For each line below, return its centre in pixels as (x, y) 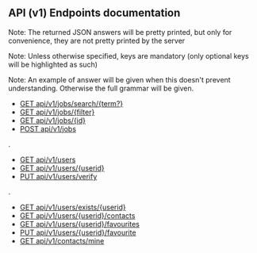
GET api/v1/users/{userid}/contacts (77, 215)
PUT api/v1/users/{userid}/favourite (78, 232)
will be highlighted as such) (53, 64)
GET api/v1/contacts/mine (62, 240)
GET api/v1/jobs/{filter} (57, 112)
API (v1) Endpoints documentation (94, 13)
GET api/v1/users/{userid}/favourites (80, 224)
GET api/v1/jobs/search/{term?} (71, 103)
